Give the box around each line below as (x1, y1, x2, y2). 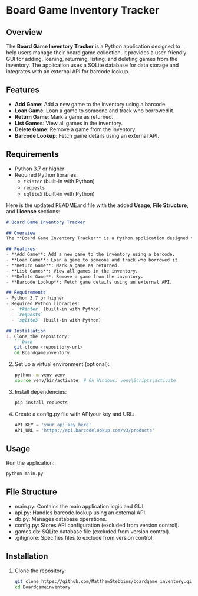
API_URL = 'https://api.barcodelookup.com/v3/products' (14, 427, 155, 433)
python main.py (6, 471, 44, 477)
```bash (14, 339, 33, 345)
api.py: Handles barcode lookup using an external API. (14, 509, 147, 516)
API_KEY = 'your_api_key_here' (14, 422, 92, 427)
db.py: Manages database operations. (14, 515, 107, 522)
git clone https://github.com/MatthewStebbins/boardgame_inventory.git (14, 578, 194, 584)
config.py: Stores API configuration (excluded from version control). (14, 521, 180, 529)
